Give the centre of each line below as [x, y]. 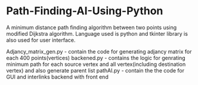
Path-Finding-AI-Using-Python [85, 11]
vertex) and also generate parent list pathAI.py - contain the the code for [95, 70]
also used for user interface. [41, 40]
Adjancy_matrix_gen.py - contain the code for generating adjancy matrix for [99, 51]
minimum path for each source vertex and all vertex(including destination [96, 64]
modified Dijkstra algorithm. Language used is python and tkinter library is [97, 33]
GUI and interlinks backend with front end [57, 77]
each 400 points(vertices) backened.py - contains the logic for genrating [96, 58]
